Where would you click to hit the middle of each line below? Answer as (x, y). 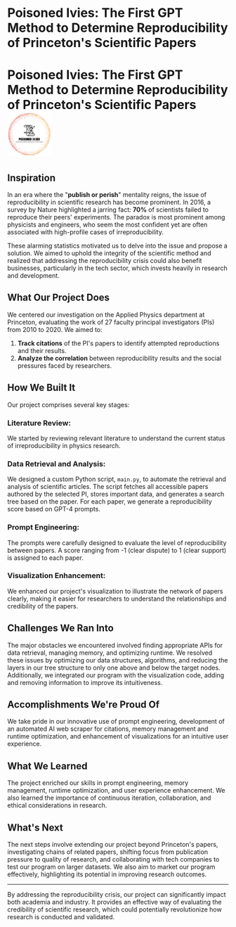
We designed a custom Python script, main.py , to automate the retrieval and (117, 479)
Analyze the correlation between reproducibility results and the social (119, 358)
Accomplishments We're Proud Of (84, 704)
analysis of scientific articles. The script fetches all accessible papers (108, 487)
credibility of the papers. (43, 606)
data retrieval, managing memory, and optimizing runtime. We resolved (110, 653)
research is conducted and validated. (61, 917)
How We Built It (41, 388)
